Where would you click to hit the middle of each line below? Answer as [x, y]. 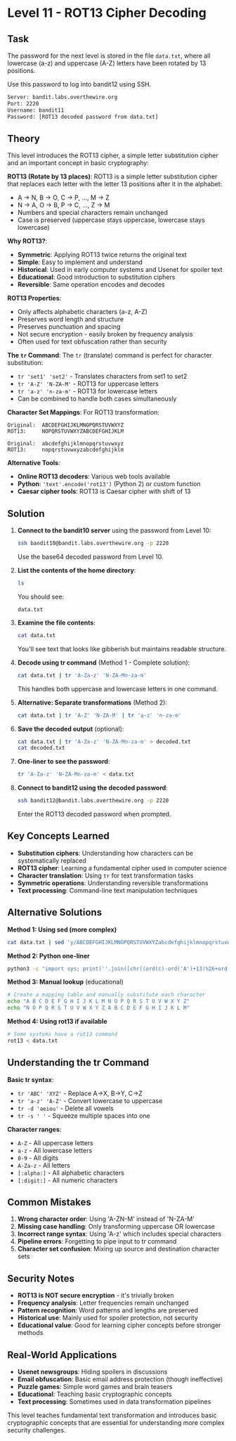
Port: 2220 [23, 103]
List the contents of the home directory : [77, 570]
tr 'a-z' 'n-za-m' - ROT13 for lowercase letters [87, 391]
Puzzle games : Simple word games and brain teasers [95, 1387]
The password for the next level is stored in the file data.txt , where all [109, 56]
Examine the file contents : [57, 622]
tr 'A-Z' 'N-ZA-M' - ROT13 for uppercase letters [88, 384]
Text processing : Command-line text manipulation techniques [107, 890]
